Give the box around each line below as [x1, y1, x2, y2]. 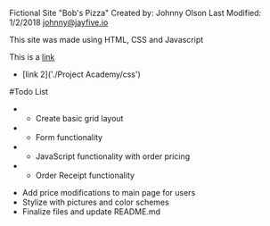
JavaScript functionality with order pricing [35, 151, 191, 162]
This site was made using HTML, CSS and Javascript [9, 35, 204, 45]
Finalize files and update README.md [21, 206, 161, 217]
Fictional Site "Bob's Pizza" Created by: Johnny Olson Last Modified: [9, 8, 262, 18]
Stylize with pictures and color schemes [21, 197, 169, 207]
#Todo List [9, 87, 49, 96]
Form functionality [35, 132, 103, 142]
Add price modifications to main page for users [21, 188, 196, 197]
